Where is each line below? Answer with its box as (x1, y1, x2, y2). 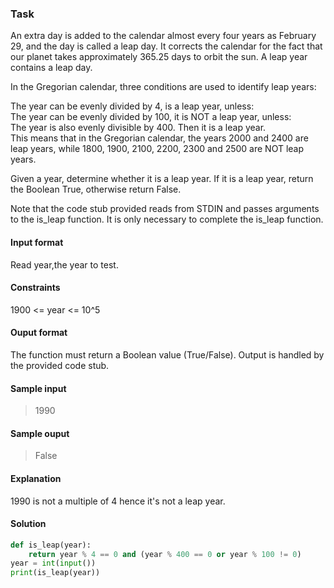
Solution (10, 518, 47, 530)
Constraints (10, 282, 61, 294)
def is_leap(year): (10, 540, 92, 550)
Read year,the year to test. (10, 258, 119, 271)
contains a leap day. (10, 62, 93, 74)
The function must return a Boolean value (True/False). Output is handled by (10, 348, 325, 361)
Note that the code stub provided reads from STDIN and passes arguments (10, 203, 320, 215)
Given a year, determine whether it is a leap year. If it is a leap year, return (10, 173, 314, 185)
